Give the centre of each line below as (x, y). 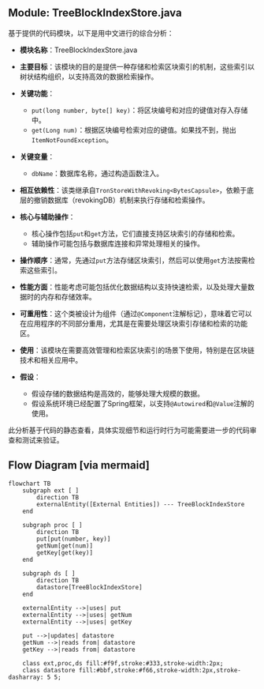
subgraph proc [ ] (52, 525)
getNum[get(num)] (65, 546)
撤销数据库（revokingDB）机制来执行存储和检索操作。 (121, 200)
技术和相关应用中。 (51, 360)
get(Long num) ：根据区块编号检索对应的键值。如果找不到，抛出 (134, 130)
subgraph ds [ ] (49, 573)
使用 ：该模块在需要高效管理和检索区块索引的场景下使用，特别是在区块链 (137, 350)
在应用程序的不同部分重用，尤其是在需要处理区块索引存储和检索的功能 (134, 323)
